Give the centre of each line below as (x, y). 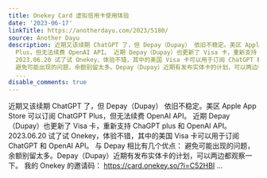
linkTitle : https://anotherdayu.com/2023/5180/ (89, 30)
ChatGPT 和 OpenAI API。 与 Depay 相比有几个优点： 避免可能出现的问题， (131, 145)
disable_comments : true (48, 82)
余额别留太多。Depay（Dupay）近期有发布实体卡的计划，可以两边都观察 (127, 155)
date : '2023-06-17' (41, 23)
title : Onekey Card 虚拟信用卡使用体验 (69, 15)
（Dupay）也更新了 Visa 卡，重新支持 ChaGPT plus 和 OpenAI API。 (120, 126)
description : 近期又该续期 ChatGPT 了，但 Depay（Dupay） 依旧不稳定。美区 (125, 45)
